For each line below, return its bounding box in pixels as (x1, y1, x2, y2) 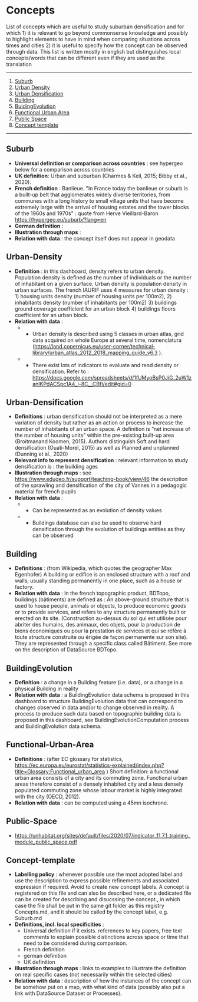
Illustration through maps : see (14, 469, 91, 476)
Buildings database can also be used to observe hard (32, 519, 162, 526)
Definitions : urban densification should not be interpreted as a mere (14, 413, 183, 420)
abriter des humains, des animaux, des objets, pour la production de (14, 621, 181, 628)
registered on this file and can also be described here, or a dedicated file (14, 889, 192, 896)
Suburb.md (14, 915, 42, 922)
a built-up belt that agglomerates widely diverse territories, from (14, 191, 171, 198)
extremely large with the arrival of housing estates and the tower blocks (14, 203, 189, 210)
